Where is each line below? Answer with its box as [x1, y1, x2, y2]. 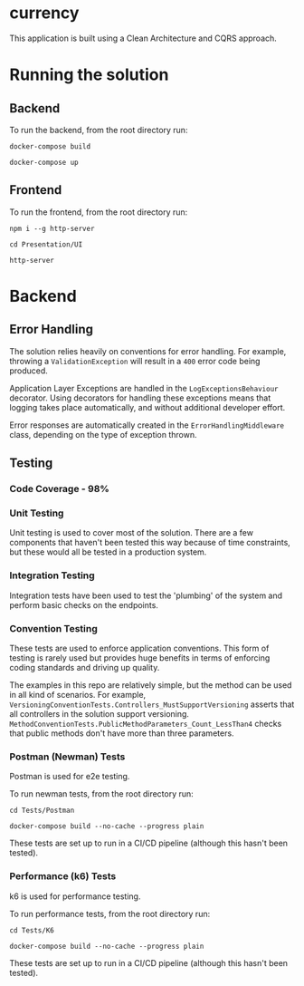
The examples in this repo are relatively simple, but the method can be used [9, 679, 292, 691]
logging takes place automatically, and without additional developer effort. [9, 401, 286, 412]
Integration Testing [9, 569, 95, 582]
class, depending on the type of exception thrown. [9, 429, 197, 440]
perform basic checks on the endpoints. [9, 599, 158, 610]
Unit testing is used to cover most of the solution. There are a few [9, 527, 253, 538]
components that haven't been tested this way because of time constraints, [9, 537, 291, 548]
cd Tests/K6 [9, 925, 54, 935]
